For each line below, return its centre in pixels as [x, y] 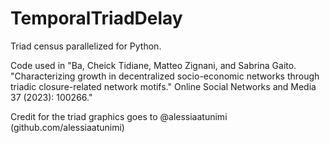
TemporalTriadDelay [96, 18]
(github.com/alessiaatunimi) [67, 127]
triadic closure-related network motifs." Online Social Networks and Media [163, 86]
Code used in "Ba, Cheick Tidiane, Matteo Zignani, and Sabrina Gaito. [153, 65]
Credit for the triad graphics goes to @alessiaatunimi [119, 116]
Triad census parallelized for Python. [86, 46]
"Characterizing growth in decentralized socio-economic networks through [165, 76]
